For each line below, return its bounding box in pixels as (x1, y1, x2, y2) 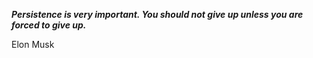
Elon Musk (11, 39, 55, 50)
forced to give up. (11, 19, 87, 31)
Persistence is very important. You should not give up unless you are (11, 9, 304, 20)
